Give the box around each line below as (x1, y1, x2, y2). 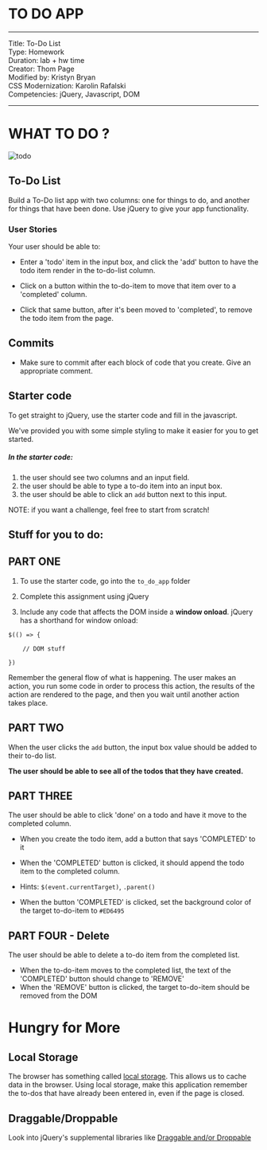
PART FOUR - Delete (8, 929, 110, 942)
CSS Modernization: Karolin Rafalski (8, 80, 126, 90)
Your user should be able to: (8, 241, 101, 251)
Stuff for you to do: (8, 527, 104, 542)
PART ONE (8, 555, 61, 569)
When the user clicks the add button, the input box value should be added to (8, 742, 257, 752)
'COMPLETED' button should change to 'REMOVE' (19, 974, 184, 984)
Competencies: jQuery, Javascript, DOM (8, 89, 141, 99)
